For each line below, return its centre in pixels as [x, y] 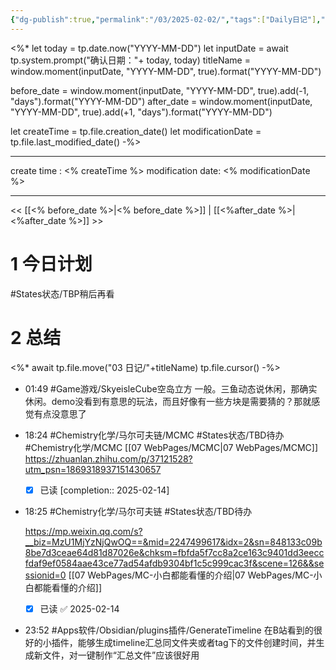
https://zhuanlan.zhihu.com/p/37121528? [108, 458]
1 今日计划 [51, 263]
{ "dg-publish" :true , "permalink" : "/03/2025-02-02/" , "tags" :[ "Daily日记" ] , [166, 19]
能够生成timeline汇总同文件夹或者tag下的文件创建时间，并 [197, 642]
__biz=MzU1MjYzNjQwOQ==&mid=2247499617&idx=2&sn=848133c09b [173, 542]
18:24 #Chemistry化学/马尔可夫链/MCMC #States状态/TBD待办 [154, 435]
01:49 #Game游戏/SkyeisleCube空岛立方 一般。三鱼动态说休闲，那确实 [171, 388]
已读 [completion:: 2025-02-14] [104, 490]
